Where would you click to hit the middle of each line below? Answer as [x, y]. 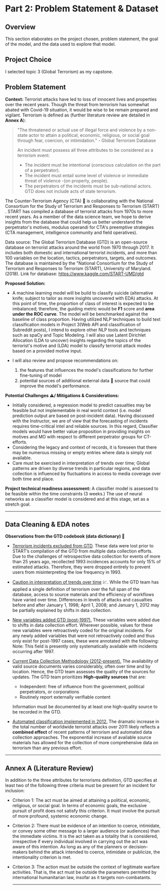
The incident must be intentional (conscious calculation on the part [93, 165]
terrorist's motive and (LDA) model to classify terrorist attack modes [82, 346]
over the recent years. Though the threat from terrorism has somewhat [77, 104]
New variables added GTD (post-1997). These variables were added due [86, 620]
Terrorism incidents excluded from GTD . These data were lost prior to [83, 546]
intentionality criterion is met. [42, 857]
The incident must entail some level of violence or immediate [86, 175]
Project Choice [28, 60]
